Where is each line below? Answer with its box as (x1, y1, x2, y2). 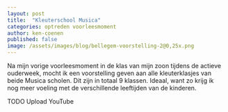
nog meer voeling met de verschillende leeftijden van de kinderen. (7, 84, 197, 92)
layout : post (7, 10, 45, 17)
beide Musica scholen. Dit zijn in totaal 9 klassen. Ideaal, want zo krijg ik (7, 77, 214, 84)
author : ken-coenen (7, 29, 64, 37)
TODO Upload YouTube (7, 97, 74, 105)
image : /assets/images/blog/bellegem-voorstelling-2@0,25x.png (7, 42, 195, 49)
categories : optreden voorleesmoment (7, 23, 117, 30)
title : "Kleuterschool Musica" (7, 17, 101, 24)
